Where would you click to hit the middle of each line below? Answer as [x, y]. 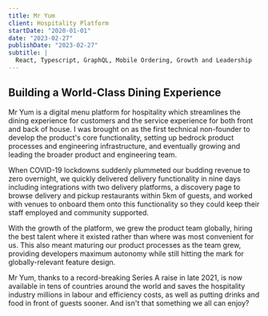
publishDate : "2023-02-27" [53, 46]
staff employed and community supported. [79, 212]
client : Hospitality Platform [59, 23]
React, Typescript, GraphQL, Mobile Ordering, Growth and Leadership [134, 61]
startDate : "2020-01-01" [50, 30]
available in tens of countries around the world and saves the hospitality [127, 286]
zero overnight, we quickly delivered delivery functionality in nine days [125, 178]
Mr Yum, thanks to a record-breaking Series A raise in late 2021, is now [125, 278]
